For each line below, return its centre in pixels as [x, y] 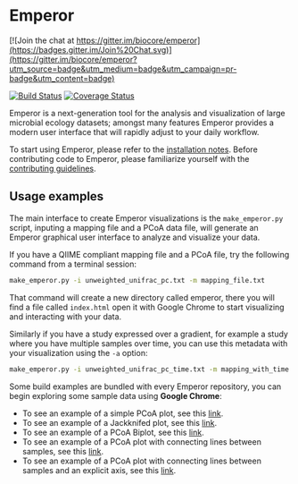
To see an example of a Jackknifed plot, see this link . [120, 422]
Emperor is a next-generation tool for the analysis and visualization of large [147, 113]
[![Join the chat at [42, 40]
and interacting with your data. [66, 316]
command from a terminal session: [73, 264]
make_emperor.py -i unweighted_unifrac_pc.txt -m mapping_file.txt [137, 280]
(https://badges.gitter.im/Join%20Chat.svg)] [91, 49]
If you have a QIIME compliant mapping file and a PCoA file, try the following [149, 254]
